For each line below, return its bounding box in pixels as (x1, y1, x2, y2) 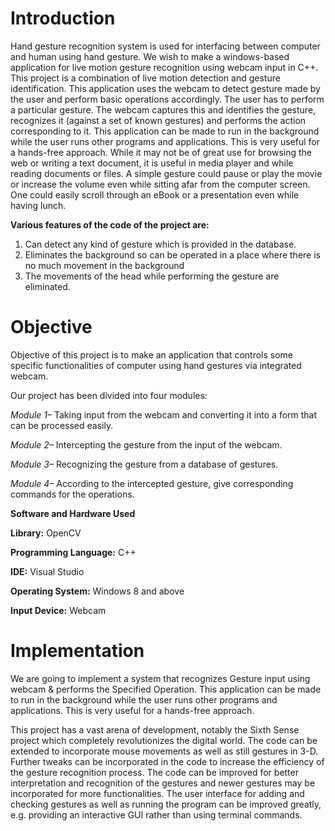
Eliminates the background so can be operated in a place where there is (24, 248, 321, 261)
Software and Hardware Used (10, 507, 136, 519)
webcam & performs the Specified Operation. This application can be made (10, 683, 322, 695)
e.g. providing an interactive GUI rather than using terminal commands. (10, 808, 303, 821)
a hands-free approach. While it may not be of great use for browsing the (10, 146, 312, 158)
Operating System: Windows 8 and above (10, 585, 185, 597)
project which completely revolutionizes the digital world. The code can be (10, 734, 318, 746)
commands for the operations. (10, 488, 135, 500)
